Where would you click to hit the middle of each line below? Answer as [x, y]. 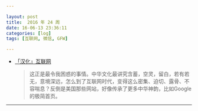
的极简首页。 [45, 96]
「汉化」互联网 [33, 61]
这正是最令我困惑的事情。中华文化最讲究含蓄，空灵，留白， [102, 74]
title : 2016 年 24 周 [33, 22]
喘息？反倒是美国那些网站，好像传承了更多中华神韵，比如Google [113, 89]
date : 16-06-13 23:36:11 [37, 28]
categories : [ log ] [29, 33]
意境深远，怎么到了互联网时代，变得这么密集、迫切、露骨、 [112, 81]
